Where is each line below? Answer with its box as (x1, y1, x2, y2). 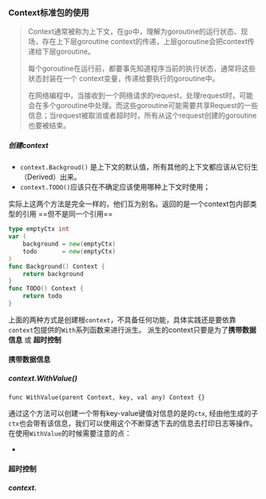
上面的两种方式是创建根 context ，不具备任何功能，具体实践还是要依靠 (8, 314, 237, 325)
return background (22, 269, 84, 277)
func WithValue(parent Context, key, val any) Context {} (8, 393, 205, 401)
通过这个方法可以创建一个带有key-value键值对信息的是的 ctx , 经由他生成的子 (8, 409, 258, 418)
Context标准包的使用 (8, 6, 89, 18)
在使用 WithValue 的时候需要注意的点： (8, 429, 132, 438)
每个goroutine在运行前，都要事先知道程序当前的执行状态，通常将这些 (27, 64, 256, 74)
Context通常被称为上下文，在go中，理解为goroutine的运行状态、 (27, 26, 241, 37)
